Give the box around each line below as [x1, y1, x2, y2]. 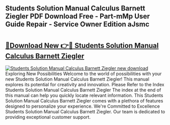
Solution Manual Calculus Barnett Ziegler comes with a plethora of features [5, 98, 163, 104]
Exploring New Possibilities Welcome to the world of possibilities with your [5, 71, 162, 77]
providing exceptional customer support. [5, 114, 91, 120]
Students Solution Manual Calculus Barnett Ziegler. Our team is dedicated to [5, 109, 165, 114]
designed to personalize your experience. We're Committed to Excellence [5, 103, 160, 109]
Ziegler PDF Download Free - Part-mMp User [5, 12, 150, 21]
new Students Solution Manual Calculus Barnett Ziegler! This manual [5, 76, 150, 82]
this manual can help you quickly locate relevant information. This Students [5, 92, 163, 98]
